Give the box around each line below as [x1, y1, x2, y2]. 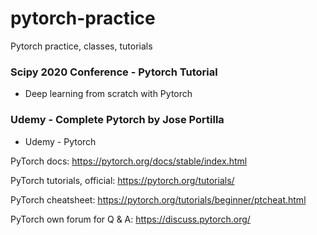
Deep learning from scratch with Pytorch [24, 88, 193, 100]
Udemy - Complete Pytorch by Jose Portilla [10, 113, 225, 127]
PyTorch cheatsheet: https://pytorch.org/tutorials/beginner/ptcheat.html [10, 193, 307, 206]
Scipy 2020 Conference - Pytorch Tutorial [10, 65, 218, 79]
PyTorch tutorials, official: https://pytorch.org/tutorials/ [10, 174, 235, 186]
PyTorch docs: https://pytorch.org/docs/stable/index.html [10, 155, 248, 167]
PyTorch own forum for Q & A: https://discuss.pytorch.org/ [10, 213, 251, 225]
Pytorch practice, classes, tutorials [10, 40, 153, 52]
